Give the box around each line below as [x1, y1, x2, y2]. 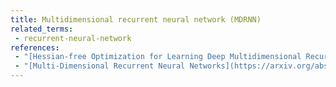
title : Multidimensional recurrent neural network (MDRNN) [10, 14, 262, 25]
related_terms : [10, 24, 74, 34]
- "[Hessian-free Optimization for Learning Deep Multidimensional [14, 52, 302, 62]
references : [10, 42, 60, 53]
